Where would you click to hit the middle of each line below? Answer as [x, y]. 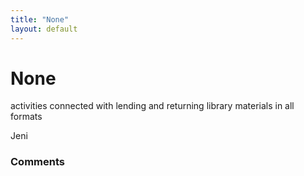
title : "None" [40, 19]
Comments [37, 162]
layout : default [44, 29]
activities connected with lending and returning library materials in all [152, 106]
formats [26, 117]
